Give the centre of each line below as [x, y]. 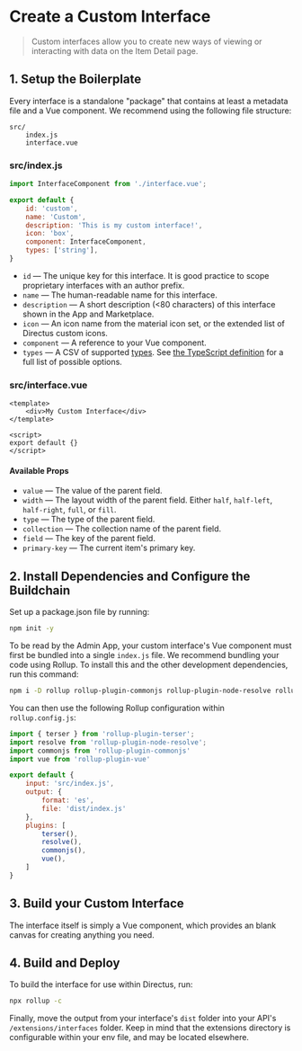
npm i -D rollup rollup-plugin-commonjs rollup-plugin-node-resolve [140, 691]
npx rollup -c [36, 1001]
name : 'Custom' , [56, 217]
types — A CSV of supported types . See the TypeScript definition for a [153, 352]
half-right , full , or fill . [69, 510]
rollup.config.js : [43, 717]
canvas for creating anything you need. [82, 935]
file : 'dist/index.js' [84, 808]
